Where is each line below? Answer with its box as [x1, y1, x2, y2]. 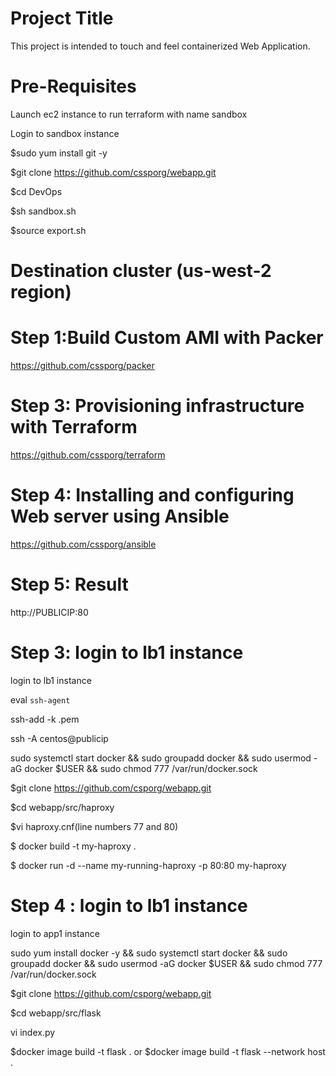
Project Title [10, 7, 114, 30]
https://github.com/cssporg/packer [10, 360, 155, 371]
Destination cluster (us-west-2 [10, 260, 272, 282]
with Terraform [10, 416, 138, 439]
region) [10, 281, 72, 304]
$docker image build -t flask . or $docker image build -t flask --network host [10, 1045, 326, 1057]
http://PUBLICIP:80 [10, 606, 89, 618]
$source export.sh [10, 224, 87, 236]
